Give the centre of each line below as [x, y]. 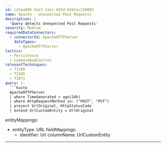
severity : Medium [23, 28]
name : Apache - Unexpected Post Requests [48, 14]
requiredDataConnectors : [31, 33]
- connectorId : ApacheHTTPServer [44, 37]
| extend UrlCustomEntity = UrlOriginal [52, 111]
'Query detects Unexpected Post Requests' [54, 23]
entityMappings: [22, 120]
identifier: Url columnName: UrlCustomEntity [65, 135]
